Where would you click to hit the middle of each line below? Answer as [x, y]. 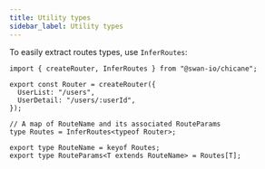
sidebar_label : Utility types [67, 26]
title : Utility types [50, 18]
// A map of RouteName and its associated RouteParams [115, 124]
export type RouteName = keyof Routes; [85, 147]
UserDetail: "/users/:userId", [77, 100]
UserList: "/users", [56, 92]
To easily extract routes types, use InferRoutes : [98, 52]
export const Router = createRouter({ [83, 84]
